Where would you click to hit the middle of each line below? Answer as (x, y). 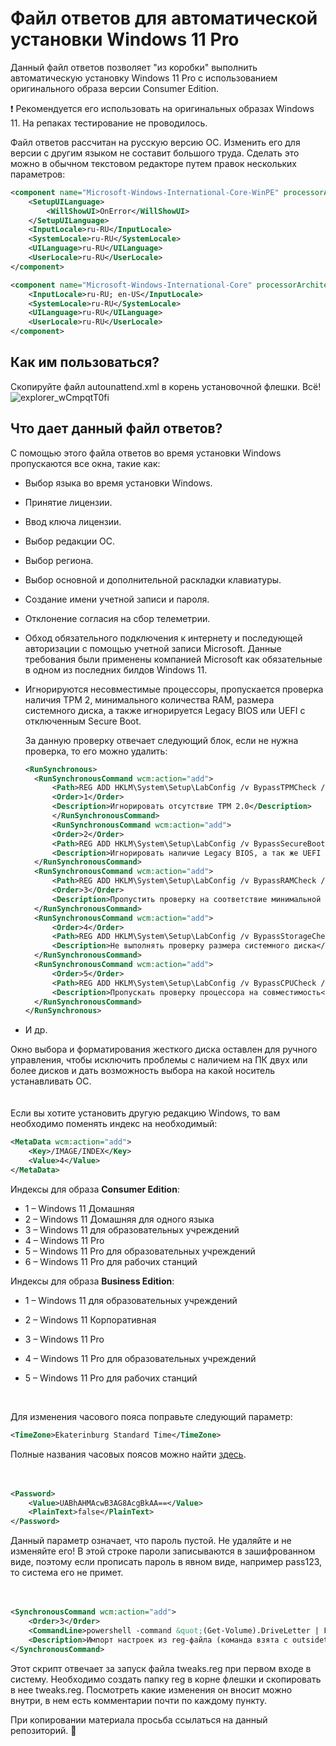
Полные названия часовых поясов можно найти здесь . (128, 1454)
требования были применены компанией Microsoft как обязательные (173, 659)
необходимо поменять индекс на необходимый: (114, 1124)
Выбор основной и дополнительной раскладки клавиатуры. (153, 579)
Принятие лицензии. (68, 502)
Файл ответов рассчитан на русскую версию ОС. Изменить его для (155, 142)
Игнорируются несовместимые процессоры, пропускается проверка (174, 689)
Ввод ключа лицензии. (73, 521)
